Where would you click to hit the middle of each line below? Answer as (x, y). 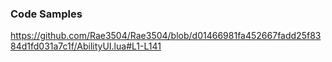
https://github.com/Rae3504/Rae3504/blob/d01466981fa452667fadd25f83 (166, 36)
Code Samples (46, 14)
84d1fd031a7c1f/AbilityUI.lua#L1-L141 (86, 46)
